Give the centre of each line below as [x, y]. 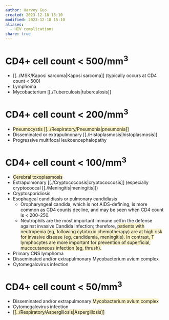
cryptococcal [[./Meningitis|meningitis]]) [55, 187]
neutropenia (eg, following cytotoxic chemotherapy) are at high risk [91, 231]
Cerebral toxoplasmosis [38, 177]
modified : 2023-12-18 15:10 [35, 20]
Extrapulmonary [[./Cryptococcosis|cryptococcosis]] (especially [81, 182]
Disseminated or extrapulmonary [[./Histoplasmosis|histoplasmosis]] [85, 135]
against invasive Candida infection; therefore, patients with [82, 226]
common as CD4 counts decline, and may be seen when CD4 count [92, 210]
